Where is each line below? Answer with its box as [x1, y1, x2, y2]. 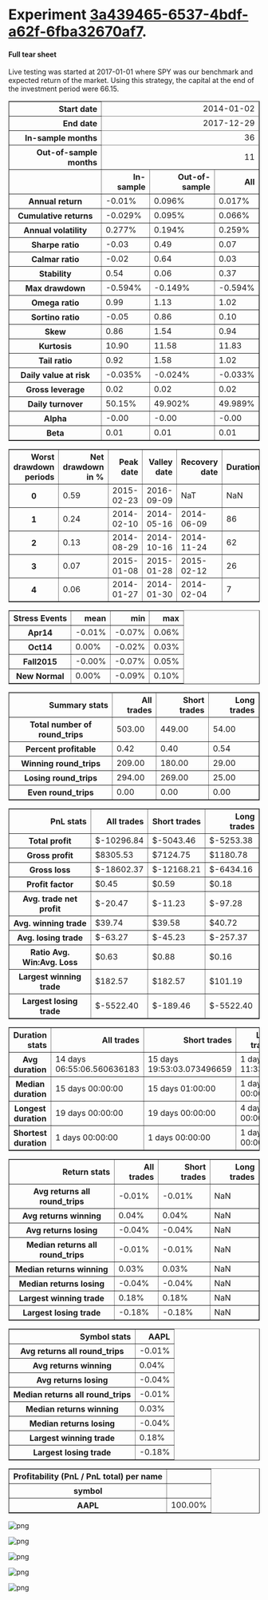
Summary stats [49, 700, 109, 711]
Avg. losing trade [17, 932, 84, 943]
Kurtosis [38, 341, 72, 352]
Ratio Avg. [30, 947, 70, 958]
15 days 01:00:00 [147, 1083, 216, 1094]
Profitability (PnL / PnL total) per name [13, 1471, 164, 1483]
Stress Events [13, 613, 68, 624]
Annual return [28, 196, 83, 207]
